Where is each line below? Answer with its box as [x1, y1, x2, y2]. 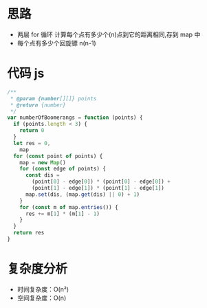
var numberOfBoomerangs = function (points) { [7, 114, 143, 121]
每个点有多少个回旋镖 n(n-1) [17, 38, 96, 47]
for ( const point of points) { [13, 153, 103, 159]
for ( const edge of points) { [19, 166, 107, 173]
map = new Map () [19, 159, 67, 166]
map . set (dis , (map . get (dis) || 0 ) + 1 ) [25, 190, 140, 198]
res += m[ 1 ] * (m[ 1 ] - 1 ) [25, 210, 100, 217]
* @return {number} [10, 101, 67, 109]
